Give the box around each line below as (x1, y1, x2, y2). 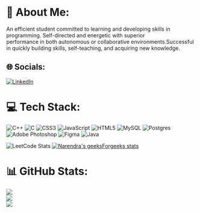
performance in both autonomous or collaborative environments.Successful (6, 38, 194, 45)
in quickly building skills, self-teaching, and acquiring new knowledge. (6, 45, 181, 52)
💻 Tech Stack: (6, 100, 81, 114)
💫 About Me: (6, 5, 70, 19)
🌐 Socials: (6, 62, 46, 72)
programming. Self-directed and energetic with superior (6, 31, 145, 39)
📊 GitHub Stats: (6, 164, 89, 178)
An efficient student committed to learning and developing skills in (6, 25, 170, 32)
